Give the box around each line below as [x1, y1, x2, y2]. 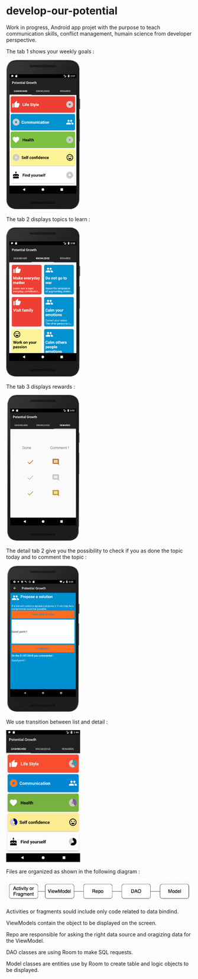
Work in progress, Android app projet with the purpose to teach [6, 24, 161, 31]
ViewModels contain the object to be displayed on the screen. [6, 920, 157, 927]
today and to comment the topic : [6, 554, 87, 561]
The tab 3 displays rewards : [6, 383, 76, 391]
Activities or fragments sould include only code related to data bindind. [6, 908, 179, 915]
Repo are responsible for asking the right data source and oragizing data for [6, 931, 191, 938]
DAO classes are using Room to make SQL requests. [6, 949, 133, 956]
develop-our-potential [6, 4, 118, 18]
